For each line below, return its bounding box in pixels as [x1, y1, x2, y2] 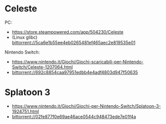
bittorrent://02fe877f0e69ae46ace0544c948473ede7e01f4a [11, 114, 136, 120]
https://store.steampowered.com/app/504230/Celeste [11, 29, 124, 35]
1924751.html [11, 108, 39, 114]
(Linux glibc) [11, 34, 38, 40]
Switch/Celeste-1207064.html [11, 64, 73, 70]
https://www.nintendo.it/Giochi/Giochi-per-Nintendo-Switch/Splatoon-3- [11, 103, 161, 109]
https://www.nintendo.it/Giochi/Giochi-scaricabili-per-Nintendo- [11, 59, 144, 64]
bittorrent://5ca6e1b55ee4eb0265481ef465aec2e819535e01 [11, 39, 136, 45]
